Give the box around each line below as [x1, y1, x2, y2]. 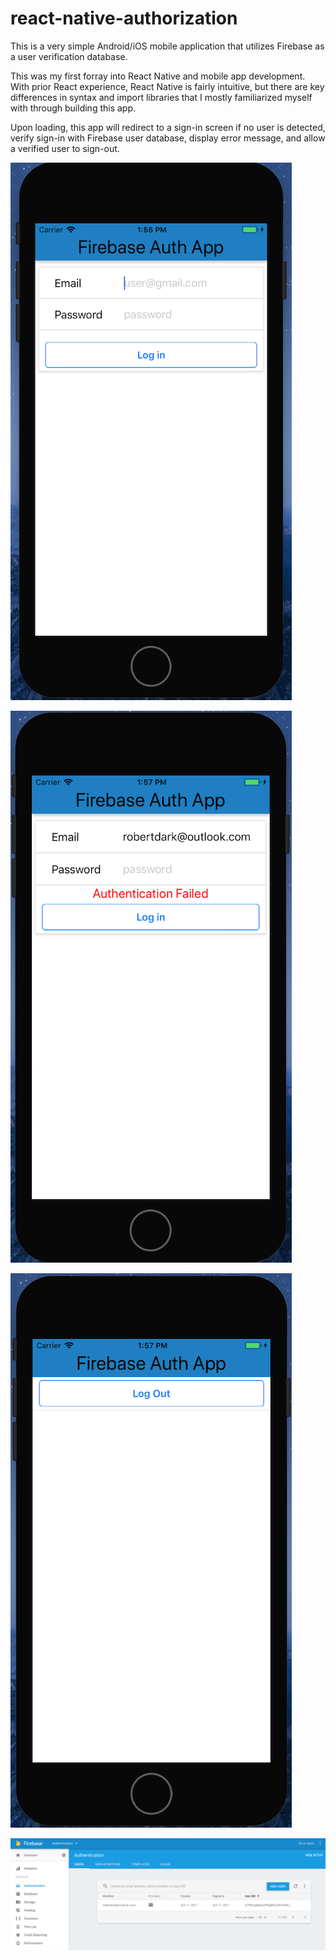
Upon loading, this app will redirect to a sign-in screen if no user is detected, [10, 121, 326, 133]
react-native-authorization [10, 7, 238, 30]
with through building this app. [10, 102, 137, 114]
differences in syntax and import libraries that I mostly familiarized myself [10, 91, 313, 103]
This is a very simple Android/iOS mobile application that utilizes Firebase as [10, 40, 325, 52]
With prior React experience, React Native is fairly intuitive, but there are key [10, 80, 325, 92]
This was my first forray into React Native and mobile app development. [10, 70, 306, 82]
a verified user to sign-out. [10, 142, 120, 154]
